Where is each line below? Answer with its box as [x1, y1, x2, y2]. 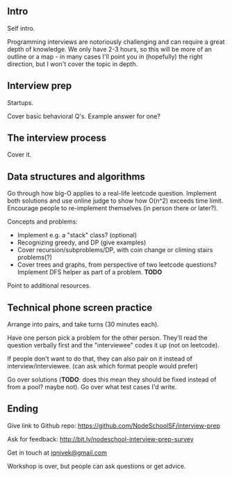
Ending [7, 403, 39, 415]
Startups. [7, 98, 33, 107]
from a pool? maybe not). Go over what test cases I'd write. [7, 383, 177, 391]
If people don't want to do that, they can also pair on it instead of [7, 354, 193, 363]
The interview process [7, 132, 107, 144]
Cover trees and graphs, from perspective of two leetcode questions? [17, 260, 217, 269]
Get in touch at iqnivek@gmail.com [7, 448, 108, 457]
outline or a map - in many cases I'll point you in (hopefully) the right [7, 52, 203, 61]
